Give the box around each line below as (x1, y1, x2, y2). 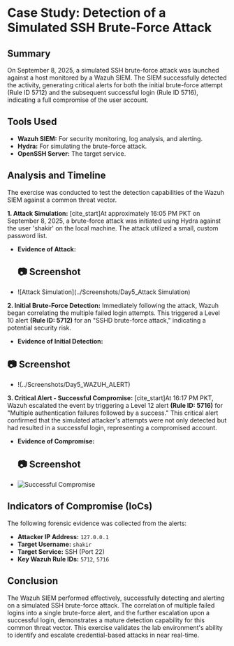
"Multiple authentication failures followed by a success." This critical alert (7, 409, 219, 417)
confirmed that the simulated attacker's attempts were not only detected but (7, 416, 227, 425)
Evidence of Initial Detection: (17, 337, 103, 346)
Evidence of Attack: (17, 244, 77, 253)
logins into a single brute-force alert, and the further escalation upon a (7, 608, 210, 617)
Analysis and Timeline (7, 170, 106, 182)
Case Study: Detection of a (7, 5, 166, 21)
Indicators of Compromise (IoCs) (7, 501, 153, 513)
